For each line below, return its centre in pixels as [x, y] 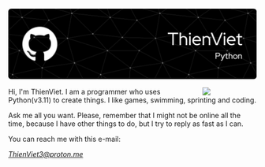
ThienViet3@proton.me [46, 154]
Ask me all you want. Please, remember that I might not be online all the [125, 115]
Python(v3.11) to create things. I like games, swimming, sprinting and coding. [132, 100]
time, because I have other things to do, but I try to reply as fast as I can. [126, 124]
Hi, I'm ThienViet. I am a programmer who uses [84, 91]
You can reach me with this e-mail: [64, 139]
